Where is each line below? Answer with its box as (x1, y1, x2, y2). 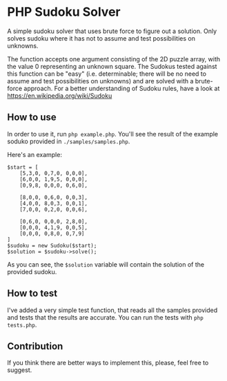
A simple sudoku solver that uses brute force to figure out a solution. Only (7, 27, 217, 35)
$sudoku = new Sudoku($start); (7, 242, 97, 249)
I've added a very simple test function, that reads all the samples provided (7, 306, 218, 314)
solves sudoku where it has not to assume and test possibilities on (7, 34, 195, 42)
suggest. (7, 366, 32, 374)
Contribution (7, 340, 63, 352)
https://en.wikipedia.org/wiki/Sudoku (7, 91, 112, 100)
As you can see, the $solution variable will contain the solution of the (7, 260, 205, 269)
